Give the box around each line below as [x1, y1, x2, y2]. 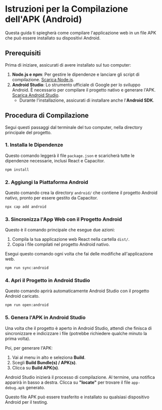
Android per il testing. [5, 399, 49, 405]
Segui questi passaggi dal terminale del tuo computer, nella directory [5, 124, 143, 130]
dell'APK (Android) [5, 14, 82, 25]
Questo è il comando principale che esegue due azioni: [5, 227, 115, 233]
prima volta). [5, 336, 31, 341]
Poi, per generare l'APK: [5, 345, 53, 351]
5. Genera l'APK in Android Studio [5, 314, 86, 321]
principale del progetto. [5, 129, 52, 135]
